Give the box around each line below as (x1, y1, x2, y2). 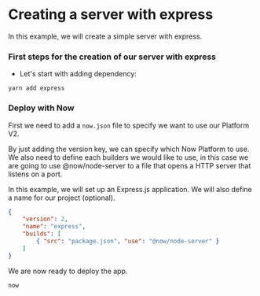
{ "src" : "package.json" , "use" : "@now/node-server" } (36, 238, 220, 246)
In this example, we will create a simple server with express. (8, 31, 203, 41)
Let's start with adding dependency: (19, 69, 137, 79)
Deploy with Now (8, 102, 75, 113)
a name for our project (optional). (8, 193, 115, 202)
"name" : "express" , (22, 223, 86, 231)
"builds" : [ (22, 230, 61, 238)
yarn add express (8, 84, 65, 92)
